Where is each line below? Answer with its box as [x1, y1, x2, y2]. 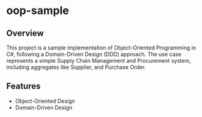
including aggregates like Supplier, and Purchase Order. [6, 63, 146, 71]
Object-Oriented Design [15, 97, 75, 104]
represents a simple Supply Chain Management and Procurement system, [6, 57, 191, 64]
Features [6, 81, 41, 91]
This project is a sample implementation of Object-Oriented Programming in [6, 44, 197, 51]
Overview [6, 28, 44, 38]
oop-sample [6, 4, 69, 18]
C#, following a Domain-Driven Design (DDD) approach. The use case [6, 51, 181, 58]
